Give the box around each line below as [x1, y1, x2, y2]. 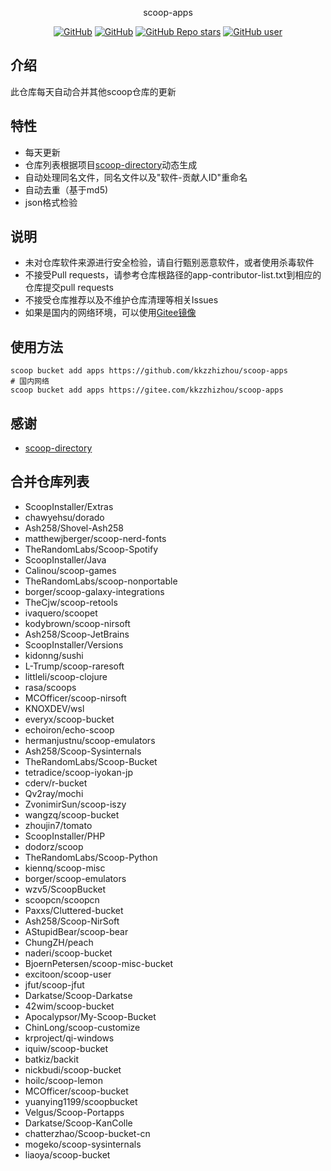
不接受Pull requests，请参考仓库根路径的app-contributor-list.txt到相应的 [24, 269, 322, 281]
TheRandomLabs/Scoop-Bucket [24, 755, 158, 767]
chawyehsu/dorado [24, 511, 105, 523]
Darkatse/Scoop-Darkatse [24, 989, 133, 1001]
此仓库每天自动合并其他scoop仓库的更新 [10, 85, 177, 97]
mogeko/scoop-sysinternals [24, 1138, 142, 1150]
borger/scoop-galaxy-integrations [24, 585, 165, 597]
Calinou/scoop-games [24, 564, 117, 576]
